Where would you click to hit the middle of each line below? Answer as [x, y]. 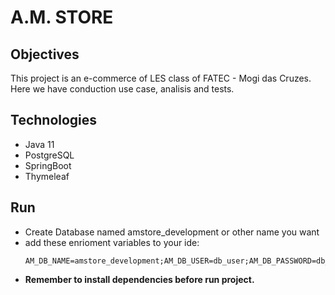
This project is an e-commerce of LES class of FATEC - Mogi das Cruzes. [161, 78]
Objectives [45, 54]
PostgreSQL [49, 155]
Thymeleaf [47, 176]
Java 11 [39, 144]
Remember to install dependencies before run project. [139, 279]
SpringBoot [48, 165]
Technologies [54, 120]
